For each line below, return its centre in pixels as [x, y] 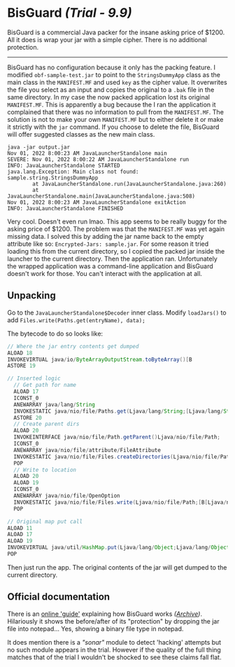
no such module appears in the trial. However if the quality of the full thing [114, 649]
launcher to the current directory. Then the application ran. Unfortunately [113, 259]
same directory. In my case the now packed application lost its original [108, 97]
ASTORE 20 [28, 418]
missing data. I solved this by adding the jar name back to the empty [106, 236]
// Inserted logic [34, 379]
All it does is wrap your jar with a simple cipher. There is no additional [107, 39]
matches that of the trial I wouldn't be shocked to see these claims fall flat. [114, 657]
